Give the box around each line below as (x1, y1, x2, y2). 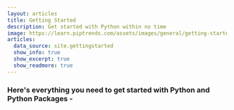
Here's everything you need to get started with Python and (7, 85, 210, 95)
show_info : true (13, 49, 61, 56)
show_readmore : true (13, 62, 73, 69)
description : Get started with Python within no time (7, 23, 167, 30)
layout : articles (7, 10, 58, 17)
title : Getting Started (7, 17, 77, 24)
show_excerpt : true (13, 56, 70, 63)
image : (7, 29, 26, 37)
